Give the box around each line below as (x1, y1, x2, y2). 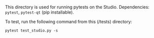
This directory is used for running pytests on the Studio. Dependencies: (5, 4, 150, 10)
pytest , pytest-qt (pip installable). (5, 9, 75, 15)
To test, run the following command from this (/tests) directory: (5, 19, 132, 24)
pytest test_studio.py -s (5, 28, 58, 33)
